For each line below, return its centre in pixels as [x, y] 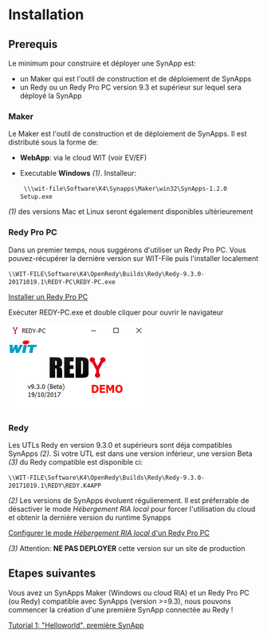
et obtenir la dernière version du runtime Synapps [90, 517]
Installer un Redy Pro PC [48, 296]
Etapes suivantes [52, 574]
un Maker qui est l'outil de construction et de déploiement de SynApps [135, 79]
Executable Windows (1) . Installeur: [78, 173]
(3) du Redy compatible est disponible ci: [76, 462]
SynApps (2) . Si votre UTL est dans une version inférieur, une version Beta [130, 454]
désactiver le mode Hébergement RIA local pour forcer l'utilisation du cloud [132, 509]
